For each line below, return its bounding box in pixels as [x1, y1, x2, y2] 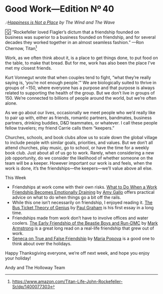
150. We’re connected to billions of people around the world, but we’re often [5, 95, 157, 101]
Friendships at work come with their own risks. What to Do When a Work [12, 184, 158, 190]
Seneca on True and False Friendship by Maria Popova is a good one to [12, 235, 155, 241]
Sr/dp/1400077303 [12, 283, 50, 289]
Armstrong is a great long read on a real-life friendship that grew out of [12, 225, 154, 231]
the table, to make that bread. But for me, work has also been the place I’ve [5, 60, 155, 66]
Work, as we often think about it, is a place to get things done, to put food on [5, 55, 158, 61]
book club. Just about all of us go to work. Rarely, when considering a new [5, 150, 154, 155]
